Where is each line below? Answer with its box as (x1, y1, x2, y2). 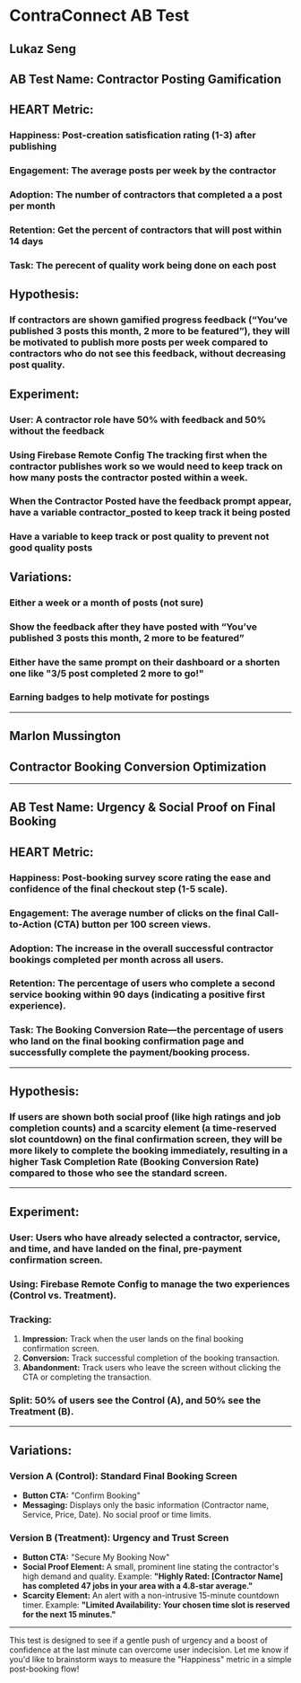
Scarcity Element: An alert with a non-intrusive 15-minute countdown (21, 1590, 279, 1601)
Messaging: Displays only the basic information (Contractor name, (21, 1499, 270, 1510)
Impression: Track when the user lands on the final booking (21, 1334, 244, 1344)
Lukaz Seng (9, 41, 76, 57)
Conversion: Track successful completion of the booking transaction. (21, 1353, 280, 1363)
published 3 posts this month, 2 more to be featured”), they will (9, 325, 290, 338)
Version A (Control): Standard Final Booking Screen (9, 1469, 237, 1482)
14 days (9, 235, 44, 248)
